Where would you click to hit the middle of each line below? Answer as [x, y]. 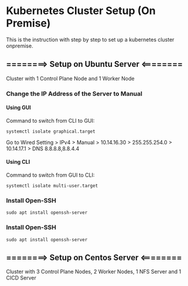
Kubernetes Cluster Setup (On [81, 11]
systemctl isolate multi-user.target [52, 186]
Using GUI [18, 107]
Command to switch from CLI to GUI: [50, 120]
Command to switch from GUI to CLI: [50, 175]
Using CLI [18, 162]
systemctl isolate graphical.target [51, 131]
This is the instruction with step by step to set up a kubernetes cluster [90, 39]
